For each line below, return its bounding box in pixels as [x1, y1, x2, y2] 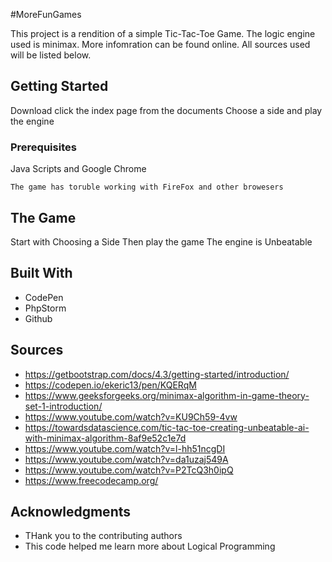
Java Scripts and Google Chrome [10, 163, 147, 175]
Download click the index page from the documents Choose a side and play [10, 104, 323, 116]
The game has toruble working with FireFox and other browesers [10, 182, 284, 193]
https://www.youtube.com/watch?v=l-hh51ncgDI [24, 442, 226, 454]
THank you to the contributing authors [24, 530, 183, 542]
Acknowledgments [10, 503, 132, 520]
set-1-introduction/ [24, 400, 103, 412]
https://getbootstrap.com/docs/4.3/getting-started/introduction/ [24, 368, 290, 380]
